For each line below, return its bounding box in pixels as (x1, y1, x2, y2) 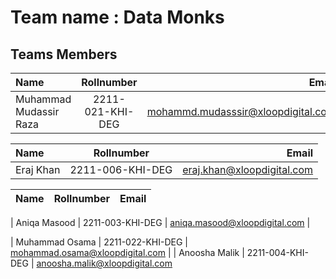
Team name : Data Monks (10, 6, 225, 29)
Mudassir (15, 105, 60, 118)
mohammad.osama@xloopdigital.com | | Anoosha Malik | (10, 247, 245, 258)
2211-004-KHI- (246, 247, 309, 258)
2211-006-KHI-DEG (69, 163, 173, 176)
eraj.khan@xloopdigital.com (182, 163, 314, 176)
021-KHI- (84, 105, 135, 118)
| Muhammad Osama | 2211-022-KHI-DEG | (10, 236, 188, 248)
